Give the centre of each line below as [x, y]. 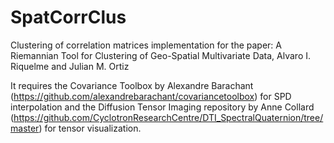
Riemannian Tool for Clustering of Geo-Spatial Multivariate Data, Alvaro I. [161, 55]
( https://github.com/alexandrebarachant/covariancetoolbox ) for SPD [151, 96]
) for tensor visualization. [90, 128]
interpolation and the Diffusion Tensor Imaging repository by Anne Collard [162, 107]
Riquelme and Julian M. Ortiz [70, 66]
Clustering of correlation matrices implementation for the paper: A [146, 45]
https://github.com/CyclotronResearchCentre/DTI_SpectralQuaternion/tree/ [168, 117]
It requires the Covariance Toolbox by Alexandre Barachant [132, 85]
